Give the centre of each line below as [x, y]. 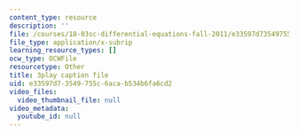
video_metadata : [39, 108]
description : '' [39, 26]
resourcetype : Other [47, 67]
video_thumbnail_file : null [69, 100]
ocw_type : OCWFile [43, 59]
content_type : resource [53, 17]
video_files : [33, 91]
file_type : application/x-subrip [71, 42]
